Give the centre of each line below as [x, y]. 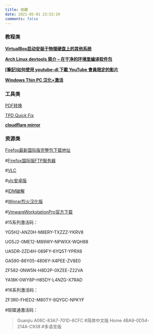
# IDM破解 [15, 191]
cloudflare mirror [23, 125]
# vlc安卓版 [16, 181]
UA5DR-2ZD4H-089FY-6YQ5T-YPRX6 [44, 251]
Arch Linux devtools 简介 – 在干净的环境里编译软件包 [59, 59]
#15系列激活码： [22, 222]
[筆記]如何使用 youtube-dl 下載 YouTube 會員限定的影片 [62, 69]
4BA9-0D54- [136, 321]
